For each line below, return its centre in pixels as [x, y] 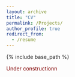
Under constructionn [32, 69]
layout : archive [26, 12]
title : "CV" [21, 17]
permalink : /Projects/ [34, 23]
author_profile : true [33, 29]
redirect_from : [25, 34]
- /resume [24, 40]
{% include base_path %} [38, 57]
